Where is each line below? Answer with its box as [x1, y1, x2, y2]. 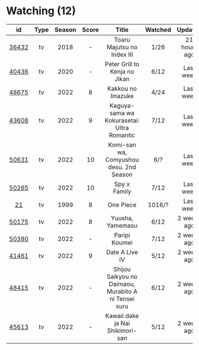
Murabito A [106, 287, 138, 296]
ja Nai [114, 319, 130, 327]
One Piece [107, 200, 137, 208]
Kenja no [110, 67, 134, 75]
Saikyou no [106, 272, 138, 281]
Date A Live [106, 248, 138, 256]
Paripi [114, 231, 130, 239]
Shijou [113, 265, 131, 273]
